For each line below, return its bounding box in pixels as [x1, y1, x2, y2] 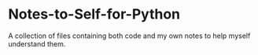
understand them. [8, 39, 66, 48]
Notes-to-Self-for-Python [8, 5, 181, 23]
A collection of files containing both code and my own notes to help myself [8, 31, 251, 40]
